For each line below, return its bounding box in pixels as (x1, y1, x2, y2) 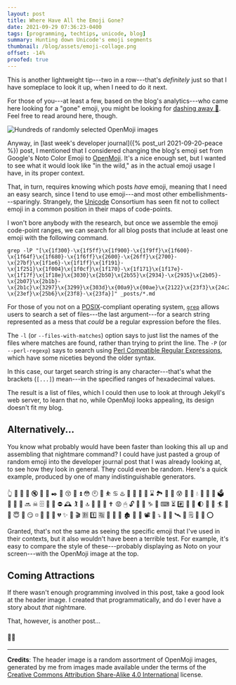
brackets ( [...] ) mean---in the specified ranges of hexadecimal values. (7, 375, 216, 383)
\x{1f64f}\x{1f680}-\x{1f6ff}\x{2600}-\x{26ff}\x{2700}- (7, 253, 178, 260)
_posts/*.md (120, 290, 156, 297)
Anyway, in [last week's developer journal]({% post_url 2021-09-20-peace (7, 139, 223, 147)
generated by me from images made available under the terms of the (7, 662, 206, 671)
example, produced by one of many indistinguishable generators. (7, 472, 196, 481)
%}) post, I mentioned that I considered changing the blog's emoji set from (7, 146, 223, 155)
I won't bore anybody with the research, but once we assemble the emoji (7, 218, 218, 227)
